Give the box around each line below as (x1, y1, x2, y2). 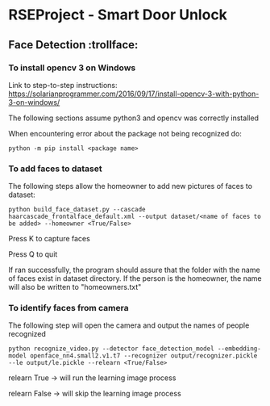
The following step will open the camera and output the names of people (8, 320, 250, 330)
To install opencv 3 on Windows (8, 62, 136, 73)
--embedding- (217, 345, 262, 353)
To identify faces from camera (8, 303, 129, 314)
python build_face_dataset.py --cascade (8, 206, 147, 214)
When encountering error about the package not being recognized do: (8, 128, 242, 138)
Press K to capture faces (8, 234, 90, 244)
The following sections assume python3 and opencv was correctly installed (8, 113, 260, 123)
